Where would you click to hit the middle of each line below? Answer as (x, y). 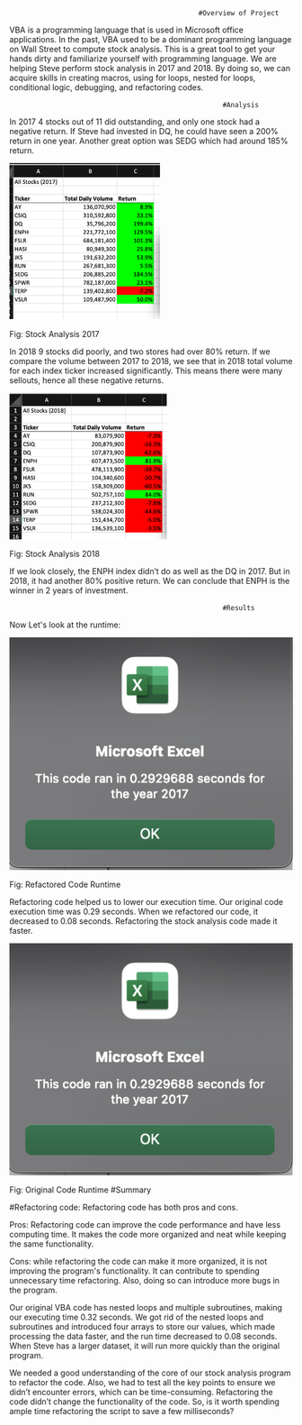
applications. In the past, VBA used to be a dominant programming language (151, 39)
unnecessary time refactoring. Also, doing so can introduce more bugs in (145, 1281)
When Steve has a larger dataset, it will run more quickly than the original (145, 1346)
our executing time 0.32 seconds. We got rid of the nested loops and (137, 1317)
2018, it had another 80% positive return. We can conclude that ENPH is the (150, 581)
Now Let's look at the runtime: (65, 625)
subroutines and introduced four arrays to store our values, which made (142, 1327)
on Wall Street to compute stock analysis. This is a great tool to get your (142, 49)
